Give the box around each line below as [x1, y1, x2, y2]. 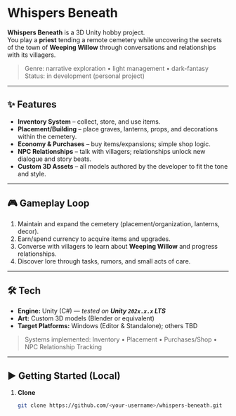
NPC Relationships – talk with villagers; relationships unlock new [17, 147, 206, 155]
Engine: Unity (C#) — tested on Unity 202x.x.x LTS [17, 307, 166, 316]
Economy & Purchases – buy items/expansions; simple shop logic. [17, 139, 211, 148]
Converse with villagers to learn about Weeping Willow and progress [17, 242, 218, 250]
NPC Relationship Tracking [24, 343, 103, 351]
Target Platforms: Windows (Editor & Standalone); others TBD [17, 322, 198, 330]
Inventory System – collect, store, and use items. [17, 117, 161, 126]
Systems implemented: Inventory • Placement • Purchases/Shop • [24, 335, 218, 344]
